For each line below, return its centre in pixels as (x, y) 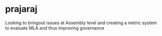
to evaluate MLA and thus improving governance (55, 28)
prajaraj (21, 9)
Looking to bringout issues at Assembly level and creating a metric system (81, 23)
